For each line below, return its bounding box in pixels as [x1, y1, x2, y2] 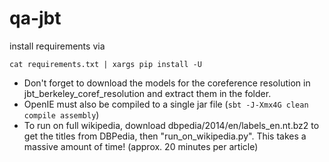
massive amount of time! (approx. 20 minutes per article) [23, 140, 259, 152]
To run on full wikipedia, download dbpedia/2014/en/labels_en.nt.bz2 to [23, 119, 320, 131]
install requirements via [9, 40, 106, 52]
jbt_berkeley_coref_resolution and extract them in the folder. [23, 87, 272, 99]
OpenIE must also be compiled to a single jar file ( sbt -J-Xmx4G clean [23, 98, 309, 110]
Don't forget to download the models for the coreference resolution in [23, 77, 311, 89]
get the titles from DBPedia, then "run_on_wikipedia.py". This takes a [23, 130, 307, 142]
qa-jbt [9, 7, 62, 30]
